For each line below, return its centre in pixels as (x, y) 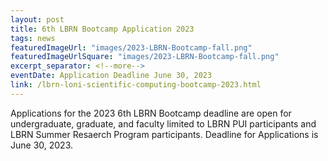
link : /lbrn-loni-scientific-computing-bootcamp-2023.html (136, 85)
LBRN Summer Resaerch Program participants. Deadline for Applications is (164, 134)
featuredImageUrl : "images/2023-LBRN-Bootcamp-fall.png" (131, 47)
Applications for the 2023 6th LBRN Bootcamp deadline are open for (151, 113)
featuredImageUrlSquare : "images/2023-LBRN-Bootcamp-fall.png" (145, 57)
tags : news (33, 38)
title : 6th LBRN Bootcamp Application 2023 (102, 29)
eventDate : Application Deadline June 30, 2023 (111, 76)
